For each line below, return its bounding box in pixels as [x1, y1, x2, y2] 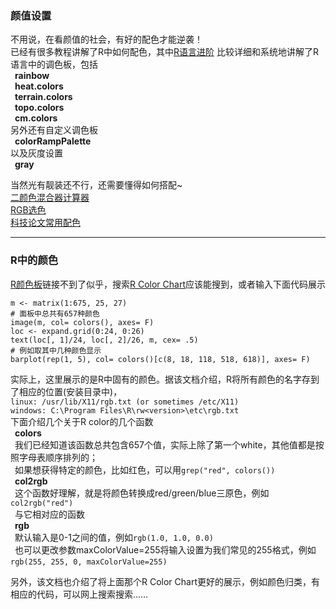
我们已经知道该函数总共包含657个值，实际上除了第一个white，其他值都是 [14, 438, 316, 451]
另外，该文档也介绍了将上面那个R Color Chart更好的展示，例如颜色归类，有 [10, 575, 320, 587]
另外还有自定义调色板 [10, 124, 98, 136]
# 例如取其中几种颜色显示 [10, 345, 102, 356]
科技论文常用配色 [10, 217, 81, 229]
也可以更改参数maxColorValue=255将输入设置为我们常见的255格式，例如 [14, 543, 317, 556]
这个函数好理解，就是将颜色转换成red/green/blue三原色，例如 [14, 487, 270, 499]
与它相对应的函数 [14, 508, 85, 520]
